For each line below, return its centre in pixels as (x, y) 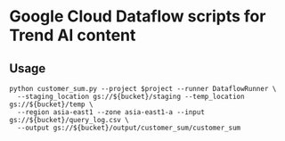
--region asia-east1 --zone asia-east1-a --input (111, 112)
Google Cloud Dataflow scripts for (138, 17)
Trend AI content (73, 35)
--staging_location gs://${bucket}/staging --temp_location (131, 96)
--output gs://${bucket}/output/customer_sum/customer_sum (129, 128)
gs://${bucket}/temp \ (51, 104)
